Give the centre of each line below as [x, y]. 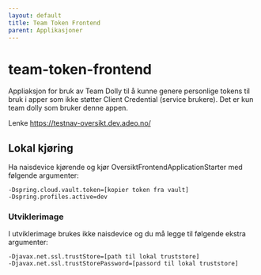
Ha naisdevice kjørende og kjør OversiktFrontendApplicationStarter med [125, 168]
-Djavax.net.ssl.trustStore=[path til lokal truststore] [104, 257]
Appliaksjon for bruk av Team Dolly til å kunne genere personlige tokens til [129, 91]
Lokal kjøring [41, 148]
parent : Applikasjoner [45, 30]
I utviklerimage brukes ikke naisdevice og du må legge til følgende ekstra [127, 234]
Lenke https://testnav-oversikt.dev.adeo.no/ [80, 123]
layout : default [35, 15]
